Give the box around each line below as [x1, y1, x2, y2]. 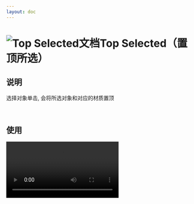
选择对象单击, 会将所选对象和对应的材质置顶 [6, 94, 114, 101]
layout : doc [6, 8, 36, 15]
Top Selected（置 [99, 37, 188, 50]
